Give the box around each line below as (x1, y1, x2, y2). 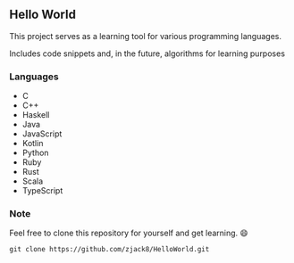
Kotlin (21, 138, 44, 149)
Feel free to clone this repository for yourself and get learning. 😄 (9, 227, 248, 239)
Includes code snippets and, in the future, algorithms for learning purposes (9, 48, 286, 59)
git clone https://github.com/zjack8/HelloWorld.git (9, 245, 210, 254)
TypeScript (21, 185, 63, 196)
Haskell (21, 110, 50, 120)
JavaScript (21, 128, 63, 139)
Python (21, 147, 49, 159)
